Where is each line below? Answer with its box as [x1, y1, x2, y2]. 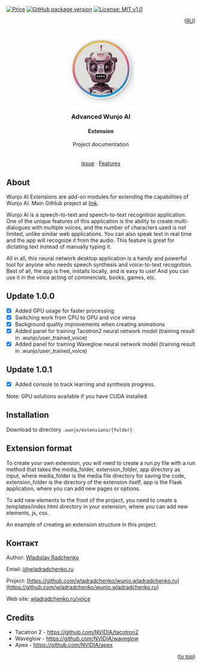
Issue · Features [80, 160, 121, 167]
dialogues [6, 224, 31, 231]
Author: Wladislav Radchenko [6, 554, 79, 561]
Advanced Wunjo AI [71, 112, 131, 121]
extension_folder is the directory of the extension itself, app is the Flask [6, 478, 182, 485]
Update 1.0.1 [6, 365, 53, 375]
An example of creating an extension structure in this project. [6, 521, 157, 528]
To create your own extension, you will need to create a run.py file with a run [6, 459, 196, 466]
